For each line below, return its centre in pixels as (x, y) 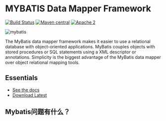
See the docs (26, 90)
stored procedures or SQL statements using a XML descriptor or (71, 52)
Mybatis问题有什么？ (38, 112)
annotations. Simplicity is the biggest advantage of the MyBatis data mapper (83, 57)
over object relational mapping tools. (42, 62)
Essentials (22, 78)
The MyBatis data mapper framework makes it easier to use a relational (78, 41)
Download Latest (29, 95)
